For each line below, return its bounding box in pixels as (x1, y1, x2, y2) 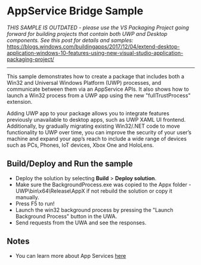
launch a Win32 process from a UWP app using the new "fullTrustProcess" (7, 91, 191, 99)
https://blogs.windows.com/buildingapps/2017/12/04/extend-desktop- (7, 43, 180, 50)
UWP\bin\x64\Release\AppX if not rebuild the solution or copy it (15, 187, 172, 195)
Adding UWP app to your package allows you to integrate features (7, 109, 169, 117)
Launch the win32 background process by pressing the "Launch (15, 206, 174, 213)
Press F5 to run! (15, 200, 55, 207)
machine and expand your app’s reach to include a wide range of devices (7, 135, 187, 142)
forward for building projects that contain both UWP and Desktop (7, 30, 168, 37)
